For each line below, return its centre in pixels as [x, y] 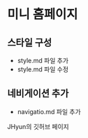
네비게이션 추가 [38, 94]
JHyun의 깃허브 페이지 [38, 126]
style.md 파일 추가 [43, 61]
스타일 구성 [30, 42]
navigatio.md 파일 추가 [49, 111]
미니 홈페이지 [43, 14]
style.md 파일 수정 [43, 69]
